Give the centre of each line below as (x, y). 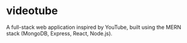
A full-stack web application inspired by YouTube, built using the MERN (94, 27)
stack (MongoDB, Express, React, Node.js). (59, 33)
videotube (32, 11)
